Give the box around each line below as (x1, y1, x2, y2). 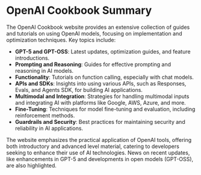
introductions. (14, 54, 50, 61)
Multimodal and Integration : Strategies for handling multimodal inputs (14, 93, 190, 100)
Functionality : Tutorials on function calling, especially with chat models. (14, 73, 194, 81)
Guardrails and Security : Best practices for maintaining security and (14, 118, 185, 125)
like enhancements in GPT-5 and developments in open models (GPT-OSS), (6, 155, 194, 162)
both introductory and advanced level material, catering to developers (6, 143, 179, 150)
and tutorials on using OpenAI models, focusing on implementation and (6, 29, 182, 37)
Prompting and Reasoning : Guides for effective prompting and (14, 61, 172, 68)
